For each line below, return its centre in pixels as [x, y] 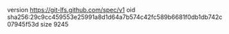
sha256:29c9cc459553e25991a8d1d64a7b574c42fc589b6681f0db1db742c [115, 17]
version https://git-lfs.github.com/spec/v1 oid [71, 10]
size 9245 [54, 24]
